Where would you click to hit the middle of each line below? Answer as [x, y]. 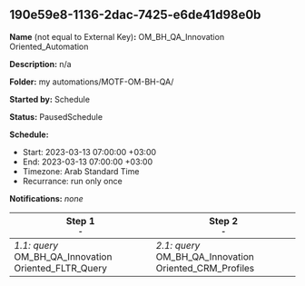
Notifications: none [46, 198]
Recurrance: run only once [72, 181]
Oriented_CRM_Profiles [205, 268]
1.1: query [36, 245]
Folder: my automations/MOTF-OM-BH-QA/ [92, 82]
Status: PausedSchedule [56, 116]
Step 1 [80, 221]
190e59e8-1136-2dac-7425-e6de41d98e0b [135, 15]
